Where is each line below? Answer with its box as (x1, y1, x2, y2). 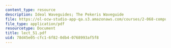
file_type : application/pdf (5, 21, 65, 26)
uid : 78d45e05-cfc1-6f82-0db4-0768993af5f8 (5, 35, 99, 40)
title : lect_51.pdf (5, 30, 47, 35)
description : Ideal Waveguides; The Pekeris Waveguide (5, 12, 124, 17)
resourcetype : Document (5, 26, 56, 31)
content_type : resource (5, 7, 56, 12)
